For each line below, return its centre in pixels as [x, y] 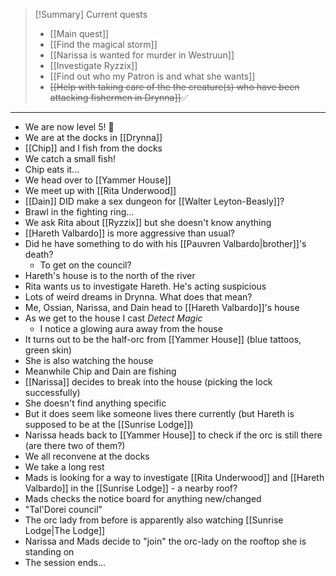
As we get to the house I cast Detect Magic [113, 318]
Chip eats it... [52, 169]
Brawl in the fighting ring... [79, 212]
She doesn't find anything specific [95, 403]
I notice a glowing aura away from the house [131, 328]
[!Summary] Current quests [91, 14]
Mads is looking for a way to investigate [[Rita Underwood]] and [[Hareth [174, 477]
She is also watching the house [89, 360]
